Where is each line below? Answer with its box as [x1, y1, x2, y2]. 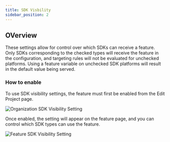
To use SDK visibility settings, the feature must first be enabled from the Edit [5, 90, 165, 97]
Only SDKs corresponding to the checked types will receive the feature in [5, 50, 159, 56]
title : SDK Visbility [5, 7, 51, 13]
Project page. [5, 96, 33, 102]
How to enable [5, 79, 42, 86]
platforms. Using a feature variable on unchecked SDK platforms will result [5, 61, 161, 67]
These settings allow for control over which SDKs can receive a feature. [5, 44, 155, 51]
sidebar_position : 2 [5, 12, 49, 17]
